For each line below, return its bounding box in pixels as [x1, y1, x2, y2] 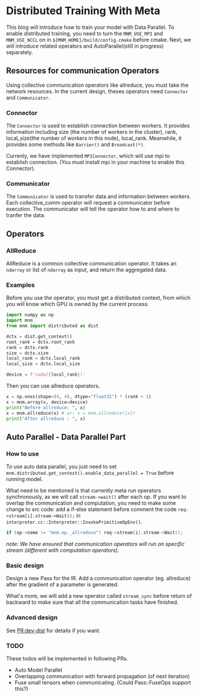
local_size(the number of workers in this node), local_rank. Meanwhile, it [6, 134, 181, 142]
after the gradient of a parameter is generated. [6, 581, 119, 588]
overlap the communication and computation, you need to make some [6, 499, 176, 507]
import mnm [6, 317, 33, 324]
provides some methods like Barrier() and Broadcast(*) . [6, 141, 146, 148]
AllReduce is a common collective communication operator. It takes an [6, 260, 177, 267]
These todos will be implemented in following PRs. [6, 655, 128, 662]
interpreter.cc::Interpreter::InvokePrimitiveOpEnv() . [6, 518, 143, 525]
